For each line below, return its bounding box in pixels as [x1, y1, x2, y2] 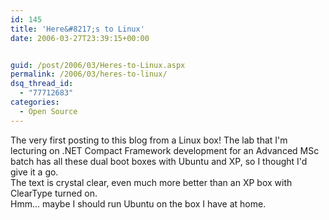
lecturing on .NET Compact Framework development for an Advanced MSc [10, 144, 320, 156]
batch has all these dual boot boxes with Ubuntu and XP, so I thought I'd [10, 155, 308, 167]
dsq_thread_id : [10, 79, 74, 89]
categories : [10, 97, 60, 107]
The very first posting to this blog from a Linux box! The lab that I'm [10, 134, 288, 146]
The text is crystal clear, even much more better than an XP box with [10, 176, 293, 188]
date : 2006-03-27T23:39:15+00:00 [10, 33, 150, 43]
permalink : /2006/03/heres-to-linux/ [10, 69, 168, 80]
